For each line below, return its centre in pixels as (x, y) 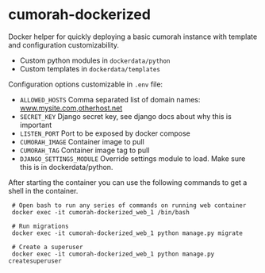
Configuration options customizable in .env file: (86, 84)
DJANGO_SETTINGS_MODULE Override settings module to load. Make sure (132, 158)
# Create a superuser (47, 247)
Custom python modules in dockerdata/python (95, 60)
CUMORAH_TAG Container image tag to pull (84, 150)
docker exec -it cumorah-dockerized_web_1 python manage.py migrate (127, 233)
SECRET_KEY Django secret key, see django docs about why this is (125, 116)
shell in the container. (43, 190)
